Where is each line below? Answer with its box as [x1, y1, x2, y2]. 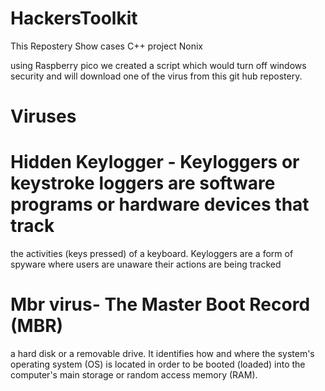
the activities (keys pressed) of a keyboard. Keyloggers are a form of [10, 248, 294, 260]
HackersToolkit [10, 7, 138, 30]
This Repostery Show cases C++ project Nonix [10, 40, 203, 52]
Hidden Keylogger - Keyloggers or [10, 151, 300, 174]
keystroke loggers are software [10, 172, 276, 195]
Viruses [10, 105, 77, 128]
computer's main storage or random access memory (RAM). [10, 369, 258, 381]
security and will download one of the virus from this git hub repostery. [10, 70, 303, 82]
